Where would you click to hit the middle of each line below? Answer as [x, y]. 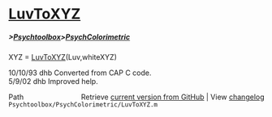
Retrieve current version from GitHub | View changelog [173, 97]
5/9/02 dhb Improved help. [54, 81]
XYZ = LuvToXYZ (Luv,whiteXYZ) [63, 57]
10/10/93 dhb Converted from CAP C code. [80, 73]
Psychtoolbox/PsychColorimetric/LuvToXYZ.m [83, 105]
